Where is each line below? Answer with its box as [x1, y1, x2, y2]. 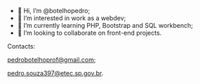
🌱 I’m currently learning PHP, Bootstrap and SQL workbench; [17, 22, 193, 29]
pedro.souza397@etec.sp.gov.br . [7, 69, 104, 77]
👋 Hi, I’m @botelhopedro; [17, 7, 91, 15]
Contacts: [7, 42, 36, 50]
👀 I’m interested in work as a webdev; [17, 14, 126, 22]
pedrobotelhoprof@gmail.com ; [7, 56, 96, 64]
